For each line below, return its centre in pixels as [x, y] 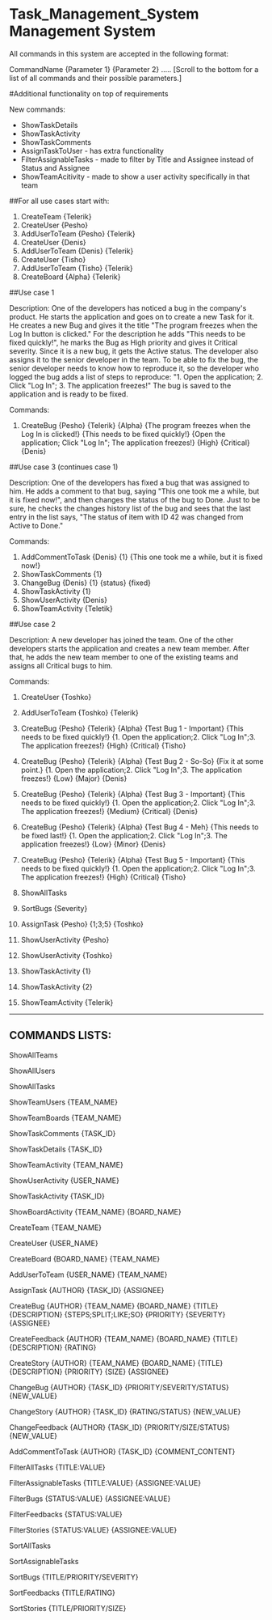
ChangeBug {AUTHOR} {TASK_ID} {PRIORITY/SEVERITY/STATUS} [119, 1387]
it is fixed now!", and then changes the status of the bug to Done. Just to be [135, 499]
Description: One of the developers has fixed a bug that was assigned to [130, 482]
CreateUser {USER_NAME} [54, 1243]
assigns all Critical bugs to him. [61, 665]
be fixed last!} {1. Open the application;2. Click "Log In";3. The [124, 835]
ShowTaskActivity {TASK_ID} [57, 1196]
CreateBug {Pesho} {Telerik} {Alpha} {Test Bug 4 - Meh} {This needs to [140, 827]
